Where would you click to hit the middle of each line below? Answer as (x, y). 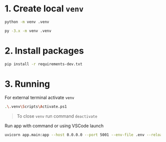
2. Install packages (44, 51)
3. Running (28, 84)
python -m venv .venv (27, 22)
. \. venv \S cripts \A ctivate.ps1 (36, 107)
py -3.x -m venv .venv (28, 31)
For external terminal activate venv (40, 98)
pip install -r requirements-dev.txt (44, 64)
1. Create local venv (44, 9)
